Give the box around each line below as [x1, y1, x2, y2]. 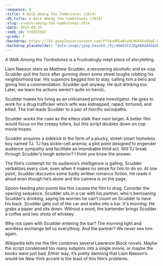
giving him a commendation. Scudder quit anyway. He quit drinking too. [5, 81, 148, 87]
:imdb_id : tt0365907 [5, 30, 47, 34]
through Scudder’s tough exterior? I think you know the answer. [5, 151, 132, 157]
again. [5, 231, 18, 236]
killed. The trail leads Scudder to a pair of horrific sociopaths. [5, 106, 128, 112]
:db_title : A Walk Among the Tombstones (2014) [5, 16, 103, 21]
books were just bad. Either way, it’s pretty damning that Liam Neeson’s [5, 250, 148, 256]
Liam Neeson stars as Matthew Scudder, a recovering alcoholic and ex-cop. [5, 66, 157, 72]
